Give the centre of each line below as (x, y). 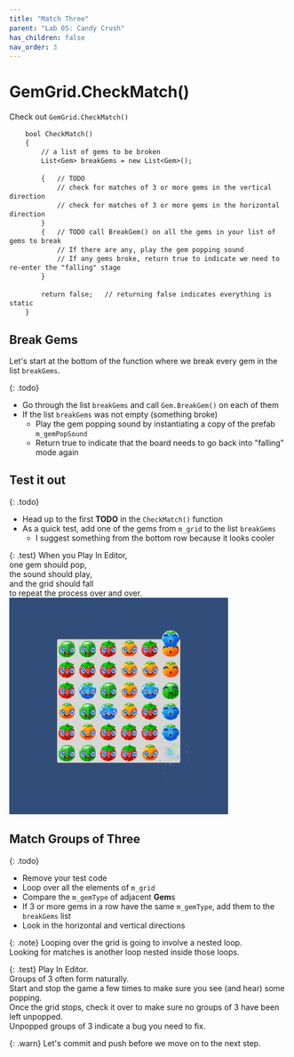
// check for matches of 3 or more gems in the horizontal (168, 206)
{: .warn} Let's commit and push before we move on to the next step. (135, 1043)
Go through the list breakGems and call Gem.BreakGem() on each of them (151, 405)
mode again (57, 452)
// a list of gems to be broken (101, 152)
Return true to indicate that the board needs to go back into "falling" (159, 443)
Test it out (38, 480)
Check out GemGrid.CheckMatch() (69, 117)
